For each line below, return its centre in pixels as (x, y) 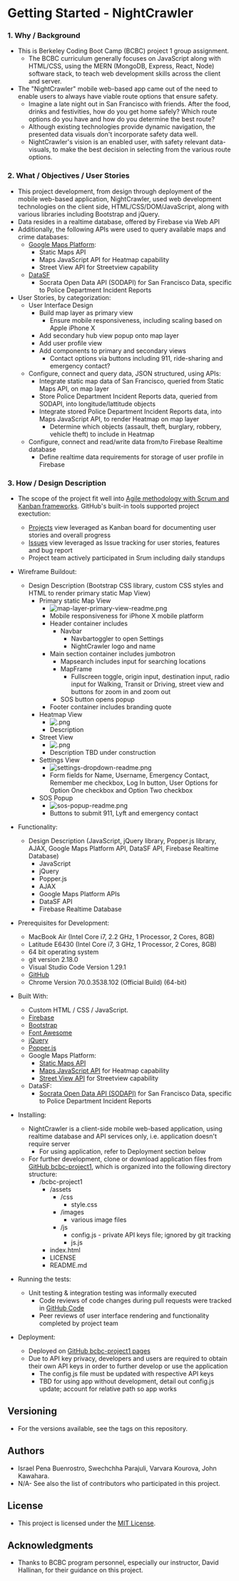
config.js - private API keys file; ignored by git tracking (151, 1235)
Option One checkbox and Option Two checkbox (121, 791)
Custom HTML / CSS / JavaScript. (78, 1010)
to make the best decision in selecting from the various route (142, 150)
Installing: (32, 1115)
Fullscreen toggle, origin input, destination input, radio (150, 677)
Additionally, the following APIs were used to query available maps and (122, 229)
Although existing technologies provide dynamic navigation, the (122, 127)
